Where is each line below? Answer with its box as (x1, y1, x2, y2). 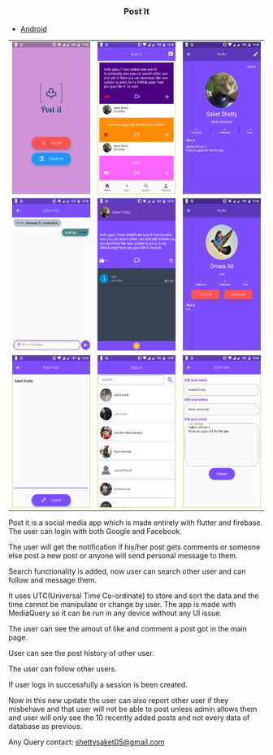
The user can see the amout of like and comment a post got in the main (8, 624, 248, 634)
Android (19, 24, 47, 34)
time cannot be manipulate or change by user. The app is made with (8, 600, 236, 610)
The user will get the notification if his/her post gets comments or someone (8, 542, 261, 552)
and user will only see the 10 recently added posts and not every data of (8, 713, 250, 722)
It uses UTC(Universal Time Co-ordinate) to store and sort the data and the (8, 591, 259, 601)
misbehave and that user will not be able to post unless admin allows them (8, 705, 258, 714)
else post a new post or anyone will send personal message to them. (8, 551, 238, 561)
